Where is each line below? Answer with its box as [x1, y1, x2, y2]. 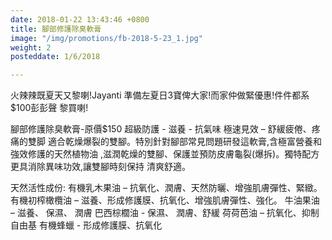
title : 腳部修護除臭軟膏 [10, 24, 102, 34]
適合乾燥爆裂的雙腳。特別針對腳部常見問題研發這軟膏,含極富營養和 [47, 136, 322, 148]
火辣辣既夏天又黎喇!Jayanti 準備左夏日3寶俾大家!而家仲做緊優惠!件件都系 [10, 89, 310, 101]
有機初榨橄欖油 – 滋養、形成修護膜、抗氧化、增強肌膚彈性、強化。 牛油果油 [10, 194, 320, 206]
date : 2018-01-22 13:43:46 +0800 [10, 14, 150, 25]
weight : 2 [10, 42, 52, 53]
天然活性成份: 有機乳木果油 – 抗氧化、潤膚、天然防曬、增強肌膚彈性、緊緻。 [10, 182, 323, 194]
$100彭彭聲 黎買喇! [10, 102, 89, 114]
